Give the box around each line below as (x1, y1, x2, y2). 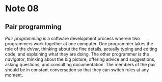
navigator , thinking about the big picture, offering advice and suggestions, (5, 56, 156, 62)
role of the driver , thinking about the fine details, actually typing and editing (5, 46, 158, 52)
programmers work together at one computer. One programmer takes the (5, 41, 154, 47)
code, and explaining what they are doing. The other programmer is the (5, 51, 150, 57)
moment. (5, 72, 23, 78)
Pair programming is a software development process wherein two (5, 35, 140, 41)
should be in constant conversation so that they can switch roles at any (5, 67, 149, 73)
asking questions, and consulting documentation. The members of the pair (5, 62, 156, 67)
